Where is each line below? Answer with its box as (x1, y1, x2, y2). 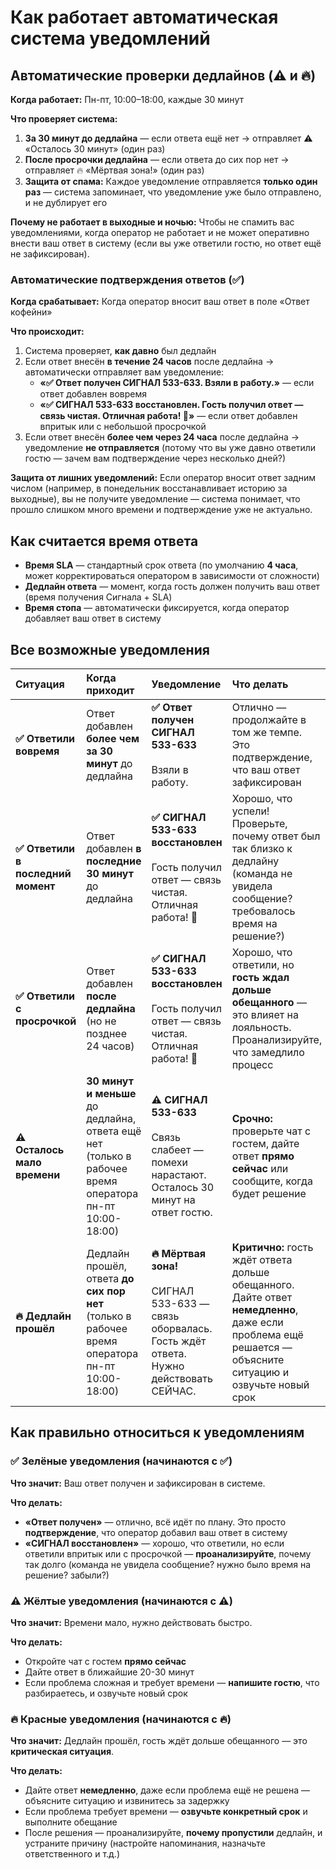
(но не (86, 1014, 117, 1028)
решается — (231, 1340, 293, 1354)
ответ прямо (231, 1149, 295, 1163)
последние (86, 854, 142, 868)
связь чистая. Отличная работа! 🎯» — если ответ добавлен (39, 410, 298, 422)
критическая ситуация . (10, 1746, 115, 1758)
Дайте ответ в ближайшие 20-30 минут (24, 1666, 195, 1678)
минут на (151, 1192, 196, 1206)
